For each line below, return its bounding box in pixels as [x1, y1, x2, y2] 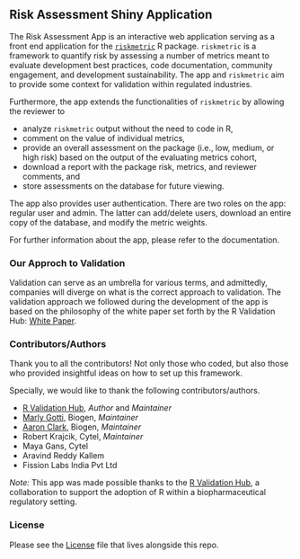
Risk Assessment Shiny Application [9, 7, 213, 22]
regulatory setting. [9, 496, 78, 507]
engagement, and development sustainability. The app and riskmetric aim [9, 69, 285, 80]
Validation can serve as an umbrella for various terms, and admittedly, [9, 278, 268, 288]
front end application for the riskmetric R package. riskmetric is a [9, 40, 257, 51]
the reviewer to [9, 105, 66, 116]
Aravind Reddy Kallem [22, 450, 105, 461]
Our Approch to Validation [9, 256, 126, 269]
